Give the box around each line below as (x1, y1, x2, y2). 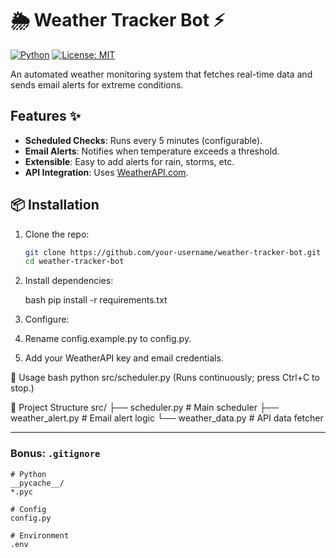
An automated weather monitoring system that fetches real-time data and (10, 68, 313, 80)
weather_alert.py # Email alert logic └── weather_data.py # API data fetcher (10, 412, 324, 424)
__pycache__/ (10, 478, 65, 488)
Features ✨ (10, 108, 81, 125)
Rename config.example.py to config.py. (24, 333, 192, 345)
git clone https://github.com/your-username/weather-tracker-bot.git (24, 247, 322, 257)
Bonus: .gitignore (10, 447, 101, 461)
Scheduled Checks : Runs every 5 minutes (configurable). (24, 134, 263, 146)
